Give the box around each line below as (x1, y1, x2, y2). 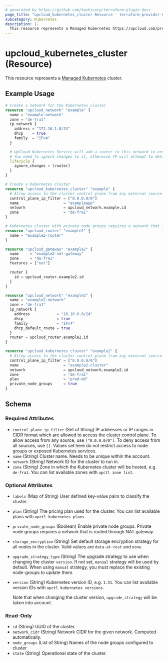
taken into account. (12, 599, 52, 606)
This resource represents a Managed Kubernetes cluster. (5, 75, 122, 81)
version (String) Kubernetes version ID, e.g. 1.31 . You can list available (12, 579, 158, 585)
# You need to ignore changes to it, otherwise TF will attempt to (9, 154, 153, 159)
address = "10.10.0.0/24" (14, 312, 93, 317)
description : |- (5, 21, 39, 27)
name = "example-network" (9, 112, 64, 117)
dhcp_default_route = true (14, 325, 70, 331)
